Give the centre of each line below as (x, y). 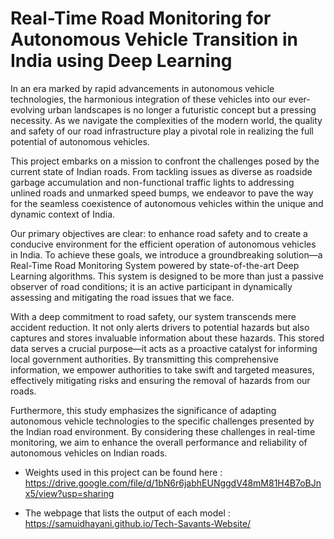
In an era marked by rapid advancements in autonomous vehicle (142, 88)
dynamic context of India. (63, 214)
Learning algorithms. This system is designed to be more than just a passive (167, 276)
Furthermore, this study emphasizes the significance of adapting (143, 410)
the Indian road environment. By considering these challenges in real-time (163, 431)
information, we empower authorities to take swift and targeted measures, (162, 369)
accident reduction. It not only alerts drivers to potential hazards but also (160, 327)
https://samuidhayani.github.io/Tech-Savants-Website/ (138, 523)
